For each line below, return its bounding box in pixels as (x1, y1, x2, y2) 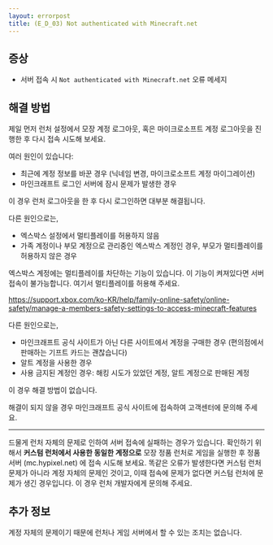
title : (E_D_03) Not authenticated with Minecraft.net (8, 20, 198, 28)
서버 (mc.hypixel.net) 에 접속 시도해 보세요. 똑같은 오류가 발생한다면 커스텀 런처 (8, 458, 262, 468)
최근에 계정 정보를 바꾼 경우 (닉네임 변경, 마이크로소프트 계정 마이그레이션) (19, 168, 256, 179)
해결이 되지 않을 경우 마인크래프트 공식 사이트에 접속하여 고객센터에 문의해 (8, 403, 243, 412)
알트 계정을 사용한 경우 (19, 358, 93, 368)
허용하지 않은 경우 (19, 251, 77, 261)
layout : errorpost (8, 11, 71, 20)
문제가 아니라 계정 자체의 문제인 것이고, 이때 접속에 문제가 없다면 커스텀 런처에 (8, 469, 256, 478)
